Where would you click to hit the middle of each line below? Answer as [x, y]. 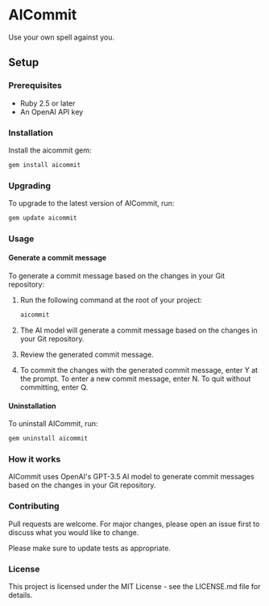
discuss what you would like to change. [74, 532]
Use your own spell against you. [62, 37]
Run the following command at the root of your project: [111, 300]
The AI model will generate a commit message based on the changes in [139, 330]
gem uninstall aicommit [48, 439]
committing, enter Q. [54, 387]
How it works [35, 459]
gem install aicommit [45, 165]
